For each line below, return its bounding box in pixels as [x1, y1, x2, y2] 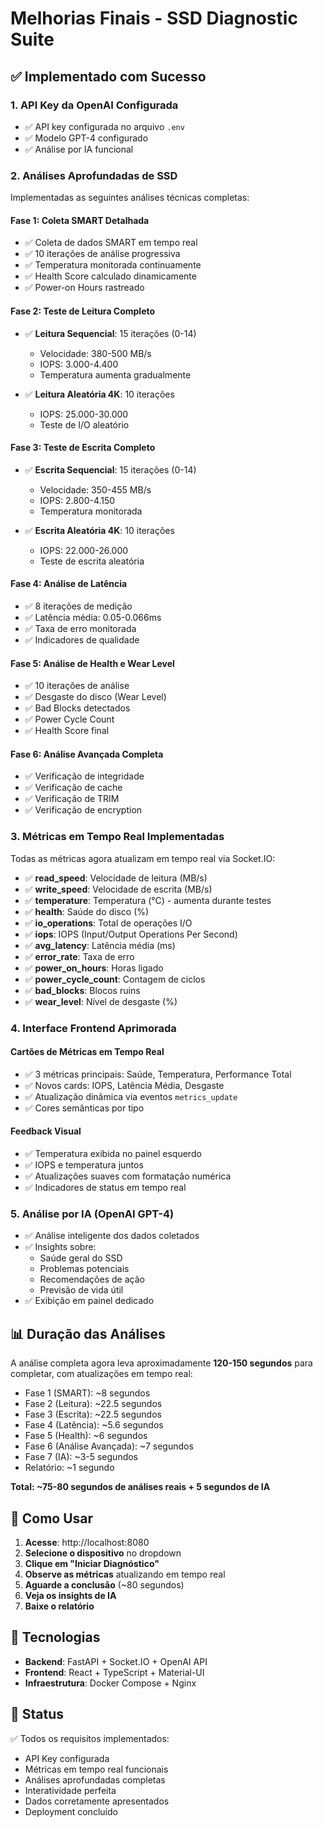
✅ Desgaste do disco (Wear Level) [24, 691, 167, 703]
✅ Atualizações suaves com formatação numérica [24, 1170, 232, 1182]
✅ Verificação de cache [24, 782, 123, 794]
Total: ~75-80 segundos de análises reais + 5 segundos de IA [10, 1481, 271, 1493]
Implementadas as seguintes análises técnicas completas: [10, 192, 250, 204]
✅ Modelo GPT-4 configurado [24, 132, 149, 144]
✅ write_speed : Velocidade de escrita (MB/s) [24, 883, 213, 895]
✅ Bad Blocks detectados [24, 702, 131, 714]
